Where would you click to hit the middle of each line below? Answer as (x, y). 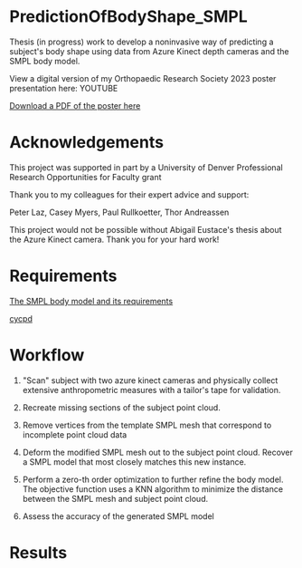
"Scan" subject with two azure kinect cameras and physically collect (150, 380)
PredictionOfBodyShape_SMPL (128, 17)
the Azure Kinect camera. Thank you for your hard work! (114, 239)
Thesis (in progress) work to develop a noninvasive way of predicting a (142, 42)
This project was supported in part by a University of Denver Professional (146, 167)
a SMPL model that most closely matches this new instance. (134, 462)
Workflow (47, 355)
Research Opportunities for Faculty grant (85, 177)
